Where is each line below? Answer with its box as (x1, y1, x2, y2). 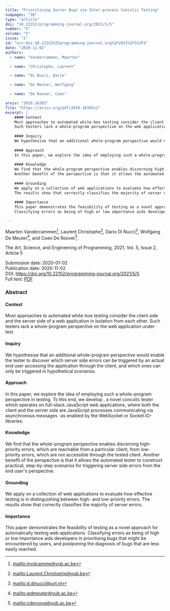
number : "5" (5, 26, 30, 32)
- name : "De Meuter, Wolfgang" (10, 82, 76, 87)
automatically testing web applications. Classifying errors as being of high (5, 530, 159, 536)
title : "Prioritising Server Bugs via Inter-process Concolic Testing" (5, 7, 159, 13)
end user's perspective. (5, 468, 55, 474)
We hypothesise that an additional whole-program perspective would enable (5, 352, 164, 358)
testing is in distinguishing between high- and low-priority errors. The (5, 496, 150, 502)
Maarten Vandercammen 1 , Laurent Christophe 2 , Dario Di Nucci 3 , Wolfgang (5, 227, 160, 234)
